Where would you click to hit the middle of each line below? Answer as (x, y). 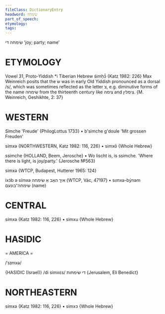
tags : (11, 28)
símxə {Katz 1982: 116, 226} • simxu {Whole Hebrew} (59, 219)
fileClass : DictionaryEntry (34, 10)
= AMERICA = (19, 253)
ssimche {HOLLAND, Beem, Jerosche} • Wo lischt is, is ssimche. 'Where (79, 156)
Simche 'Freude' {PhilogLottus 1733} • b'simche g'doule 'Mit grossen (76, 131)
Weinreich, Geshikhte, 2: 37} (34, 97)
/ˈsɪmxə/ (13, 263)
